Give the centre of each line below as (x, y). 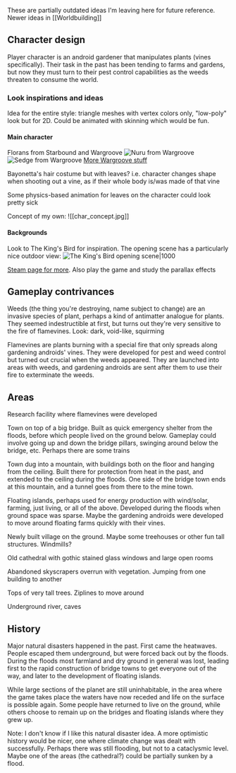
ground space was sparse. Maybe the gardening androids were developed (116, 516)
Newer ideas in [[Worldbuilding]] (55, 18)
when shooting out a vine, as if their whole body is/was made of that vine (114, 181)
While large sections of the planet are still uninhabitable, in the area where (115, 690)
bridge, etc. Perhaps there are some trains (69, 451)
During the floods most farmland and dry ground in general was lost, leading (118, 661)
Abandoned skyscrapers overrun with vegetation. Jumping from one (107, 571)
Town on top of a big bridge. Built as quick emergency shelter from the (110, 428)
